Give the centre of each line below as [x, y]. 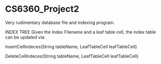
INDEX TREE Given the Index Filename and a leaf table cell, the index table [80, 32]
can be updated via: [25, 37]
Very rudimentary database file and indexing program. [60, 22]
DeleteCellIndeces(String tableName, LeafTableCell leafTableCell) [72, 56]
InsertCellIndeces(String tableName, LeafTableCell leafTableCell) [71, 46]
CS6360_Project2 [42, 9]
